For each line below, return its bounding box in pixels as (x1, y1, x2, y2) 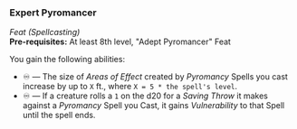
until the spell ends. (22, 110, 96, 121)
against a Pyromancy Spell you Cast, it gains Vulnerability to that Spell (22, 100, 285, 111)
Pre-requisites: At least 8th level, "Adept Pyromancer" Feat (9, 36, 231, 47)
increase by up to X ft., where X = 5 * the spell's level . (22, 81, 238, 92)
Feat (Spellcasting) (9, 27, 81, 38)
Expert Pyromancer (9, 6, 97, 19)
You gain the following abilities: (9, 54, 125, 65)
